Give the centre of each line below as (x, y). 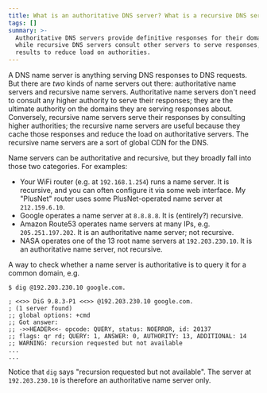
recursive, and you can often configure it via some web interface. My (133, 190)
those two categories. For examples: (68, 166)
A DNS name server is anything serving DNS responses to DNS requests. (128, 75)
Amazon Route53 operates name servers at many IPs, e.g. (115, 224)
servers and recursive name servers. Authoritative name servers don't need (132, 92)
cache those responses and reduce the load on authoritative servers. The (128, 134)
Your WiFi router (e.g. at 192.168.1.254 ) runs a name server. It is (124, 182)
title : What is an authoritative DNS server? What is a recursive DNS (128, 15)
